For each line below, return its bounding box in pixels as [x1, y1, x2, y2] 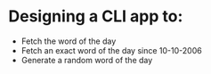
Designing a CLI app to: [8, 6, 183, 27]
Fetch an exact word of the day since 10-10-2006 [20, 45, 202, 55]
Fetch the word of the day [20, 36, 117, 46]
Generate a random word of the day [20, 54, 153, 65]
